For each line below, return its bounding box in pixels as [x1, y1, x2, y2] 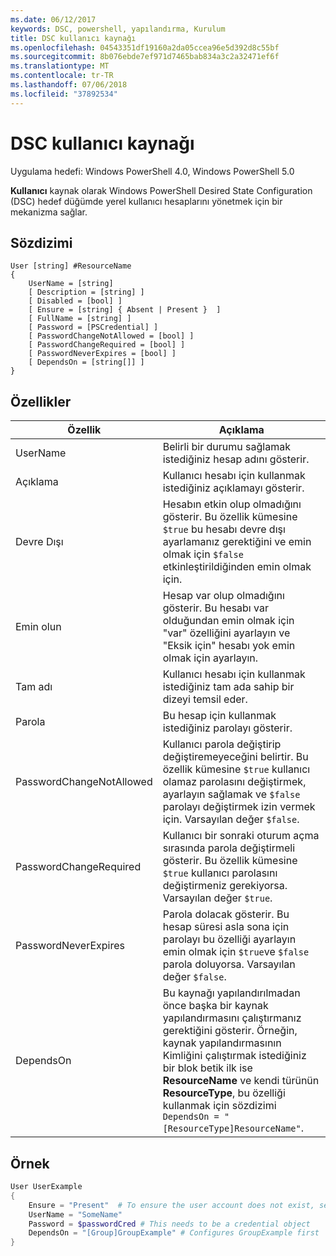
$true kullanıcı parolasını [162, 866, 278, 880]
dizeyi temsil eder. [162, 692, 248, 706]
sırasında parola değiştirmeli [162, 841, 296, 855]
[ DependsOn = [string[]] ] [28, 357, 145, 368]
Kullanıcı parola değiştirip [162, 737, 282, 751]
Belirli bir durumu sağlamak [162, 440, 291, 454]
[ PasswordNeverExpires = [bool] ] [28, 349, 177, 359]
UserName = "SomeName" [28, 1209, 123, 1220]
